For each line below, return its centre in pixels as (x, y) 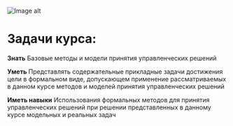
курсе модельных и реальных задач (62, 114)
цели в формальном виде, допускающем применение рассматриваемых (117, 79)
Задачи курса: (52, 39)
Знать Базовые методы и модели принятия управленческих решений (112, 58)
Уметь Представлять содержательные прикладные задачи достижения (115, 71)
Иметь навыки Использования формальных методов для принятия (108, 100)
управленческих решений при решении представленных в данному (109, 107)
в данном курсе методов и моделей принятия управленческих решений (116, 86)
